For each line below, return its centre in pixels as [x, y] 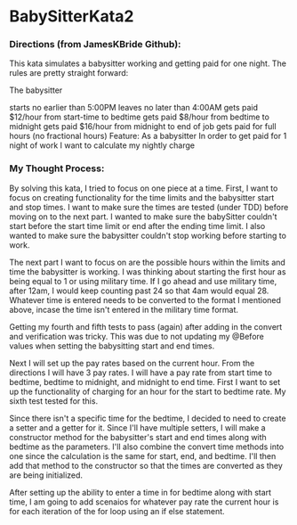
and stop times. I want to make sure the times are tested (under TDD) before [149, 207]
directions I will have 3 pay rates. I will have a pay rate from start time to [141, 373]
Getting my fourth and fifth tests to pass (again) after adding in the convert [146, 326]
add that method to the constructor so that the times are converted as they [146, 465]
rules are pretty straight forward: [69, 73]
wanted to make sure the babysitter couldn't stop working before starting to [148, 235]
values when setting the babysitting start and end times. [112, 346]
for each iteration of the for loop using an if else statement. [117, 511]
